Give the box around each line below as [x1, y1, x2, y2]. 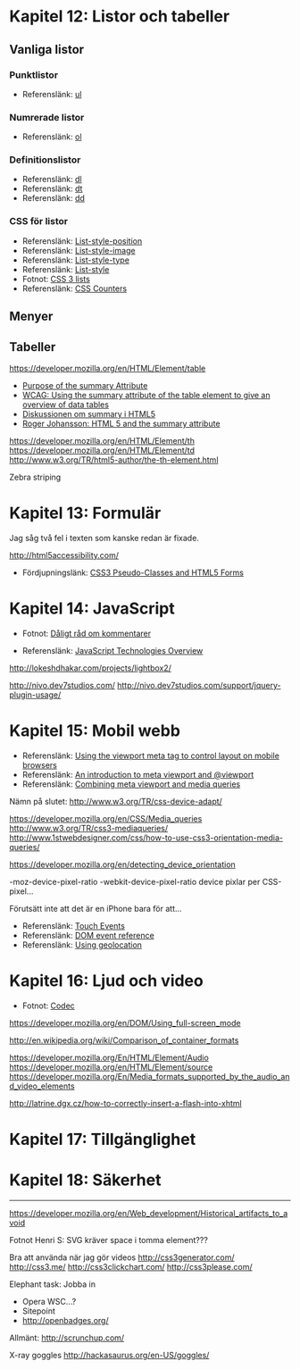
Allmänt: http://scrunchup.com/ [9, 1332, 125, 1343]
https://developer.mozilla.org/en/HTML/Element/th [9, 435, 195, 446]
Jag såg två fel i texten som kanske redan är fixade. [9, 532, 199, 543]
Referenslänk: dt [21, 183, 83, 194]
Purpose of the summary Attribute [21, 380, 148, 390]
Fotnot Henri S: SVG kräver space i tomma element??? [9, 1234, 208, 1245]
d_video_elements [9, 1081, 75, 1091]
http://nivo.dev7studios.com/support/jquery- [117, 680, 281, 690]
